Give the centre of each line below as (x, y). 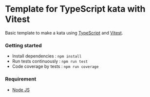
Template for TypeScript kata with (75, 9)
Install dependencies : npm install (47, 56)
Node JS (21, 90)
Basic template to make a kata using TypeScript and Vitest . (64, 33)
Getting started (24, 45)
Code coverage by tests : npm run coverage (55, 66)
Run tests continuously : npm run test (50, 61)
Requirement (21, 79)
